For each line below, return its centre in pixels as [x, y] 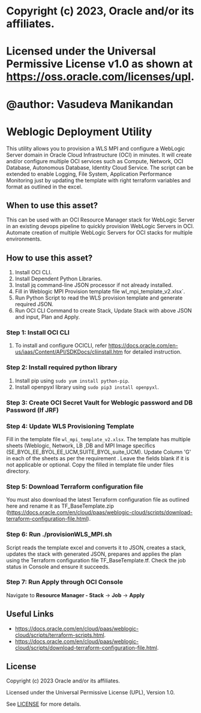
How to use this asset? [49, 258]
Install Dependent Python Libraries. [58, 279]
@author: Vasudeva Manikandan [90, 104]
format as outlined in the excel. [44, 187]
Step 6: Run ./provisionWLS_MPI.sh [59, 534]
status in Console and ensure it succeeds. [58, 567]
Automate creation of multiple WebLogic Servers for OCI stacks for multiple [100, 233]
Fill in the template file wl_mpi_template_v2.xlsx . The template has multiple [98, 439]
